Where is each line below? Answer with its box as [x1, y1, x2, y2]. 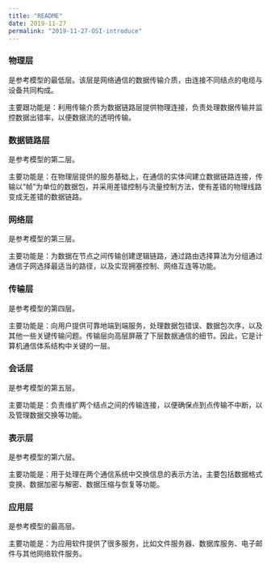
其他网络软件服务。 [22, 549, 86, 559]
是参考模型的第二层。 [8, 154, 79, 164]
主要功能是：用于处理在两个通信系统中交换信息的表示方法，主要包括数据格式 [8, 470, 263, 479]
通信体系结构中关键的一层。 [22, 340, 115, 350]
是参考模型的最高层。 [8, 522, 79, 531]
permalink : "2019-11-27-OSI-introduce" [8, 27, 143, 35]
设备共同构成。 [8, 85, 58, 95]
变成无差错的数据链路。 [8, 192, 86, 201]
